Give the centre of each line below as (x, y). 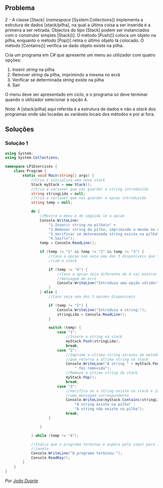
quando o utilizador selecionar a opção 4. (47, 100)
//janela (40, 449)
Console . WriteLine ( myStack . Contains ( (104, 400)
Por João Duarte (22, 481)
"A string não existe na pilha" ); (109, 409)
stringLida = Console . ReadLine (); (92, 314)
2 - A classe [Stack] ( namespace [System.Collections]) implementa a (74, 19)
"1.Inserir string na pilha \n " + (82, 225)
